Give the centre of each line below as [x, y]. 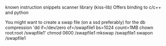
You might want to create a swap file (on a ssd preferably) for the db [75, 22]
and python [17, 12]
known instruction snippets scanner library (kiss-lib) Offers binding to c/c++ [83, 7]
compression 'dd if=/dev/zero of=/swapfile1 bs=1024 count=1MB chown [79, 27]
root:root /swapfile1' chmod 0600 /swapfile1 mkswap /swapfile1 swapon [79, 33]
